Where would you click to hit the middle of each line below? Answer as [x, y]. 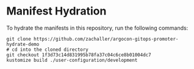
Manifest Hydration [56, 11]
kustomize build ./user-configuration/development [72, 60]
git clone [19, 39]
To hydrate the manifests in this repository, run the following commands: [97, 28]
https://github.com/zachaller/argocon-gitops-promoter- [106, 39]
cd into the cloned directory [50, 50]
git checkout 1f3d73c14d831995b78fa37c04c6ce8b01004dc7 [79, 55]
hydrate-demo [23, 44]
